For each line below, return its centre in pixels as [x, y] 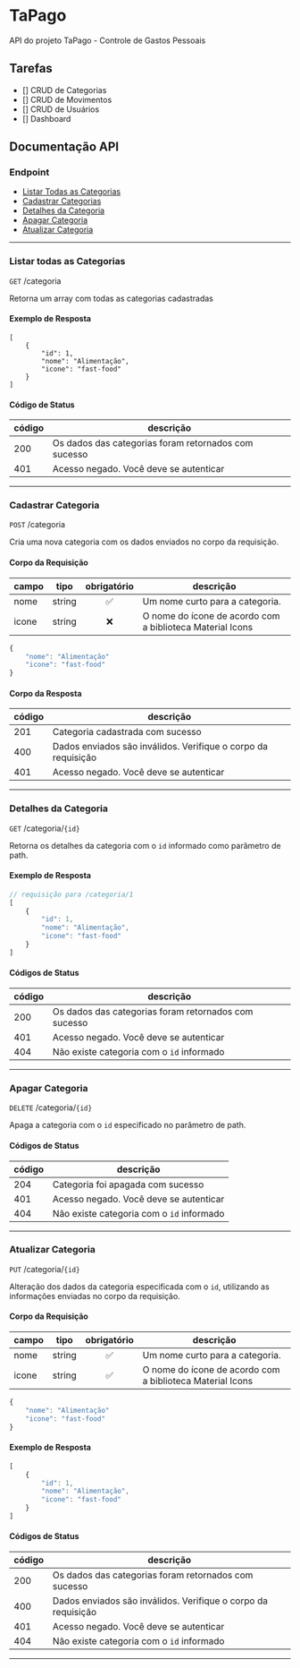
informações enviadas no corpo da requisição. [95, 1296]
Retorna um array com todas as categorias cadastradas [112, 298]
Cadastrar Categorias [62, 201]
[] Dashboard [46, 118]
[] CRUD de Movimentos [67, 99]
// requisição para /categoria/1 [71, 894]
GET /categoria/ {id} [45, 828]
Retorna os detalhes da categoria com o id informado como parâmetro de [145, 845]
